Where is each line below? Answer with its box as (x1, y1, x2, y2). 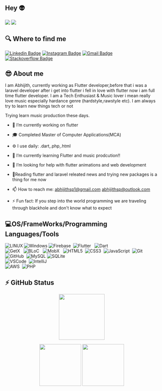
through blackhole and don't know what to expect (12, 205, 112, 211)
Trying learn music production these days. (5, 113, 90, 119)
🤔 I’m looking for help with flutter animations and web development (12, 162, 146, 168)
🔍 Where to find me (5, 35, 67, 43)
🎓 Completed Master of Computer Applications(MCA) (12, 132, 122, 138)
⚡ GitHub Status (5, 278, 54, 287)
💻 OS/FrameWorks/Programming (5, 220, 108, 228)
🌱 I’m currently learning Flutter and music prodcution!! (12, 153, 121, 159)
